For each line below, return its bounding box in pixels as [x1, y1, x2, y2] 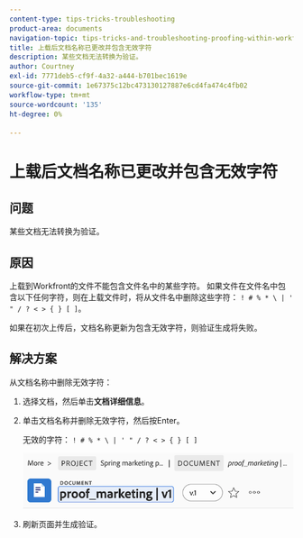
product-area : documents [9, 23, 103, 33]
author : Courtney [9, 62, 75, 71]
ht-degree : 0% [9, 109, 63, 119]
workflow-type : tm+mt [9, 90, 91, 99]
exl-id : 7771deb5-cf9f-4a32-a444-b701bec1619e [9, 72, 188, 81]
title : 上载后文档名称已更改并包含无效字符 [9, 43, 152, 52]
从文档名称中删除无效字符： [9, 377, 113, 388]
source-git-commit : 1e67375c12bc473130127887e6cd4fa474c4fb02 [9, 81, 248, 90]
